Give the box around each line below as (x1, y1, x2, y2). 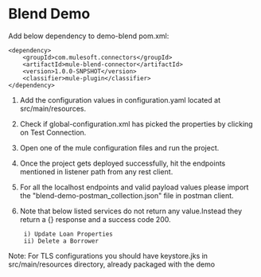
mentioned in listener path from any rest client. (19, 166, 173, 176)
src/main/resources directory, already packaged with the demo (8, 259, 216, 269)
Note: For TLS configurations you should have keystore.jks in (8, 251, 208, 260)
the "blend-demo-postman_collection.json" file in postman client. (19, 190, 234, 200)
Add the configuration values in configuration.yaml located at (19, 95, 221, 104)
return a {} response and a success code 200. (19, 214, 171, 224)
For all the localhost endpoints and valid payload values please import (19, 182, 249, 192)
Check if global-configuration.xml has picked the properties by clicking (19, 119, 253, 128)
